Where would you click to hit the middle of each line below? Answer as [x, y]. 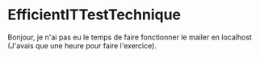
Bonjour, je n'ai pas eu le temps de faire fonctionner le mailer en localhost [130, 37]
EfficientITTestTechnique [94, 15]
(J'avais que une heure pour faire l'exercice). [82, 45]
